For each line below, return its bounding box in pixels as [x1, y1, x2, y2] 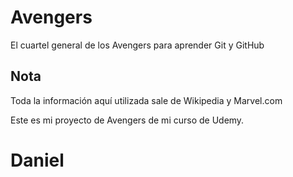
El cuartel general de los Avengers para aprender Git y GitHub [10, 39, 265, 51]
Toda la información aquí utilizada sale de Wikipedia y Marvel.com [10, 94, 283, 106]
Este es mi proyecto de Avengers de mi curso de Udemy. [10, 114, 245, 126]
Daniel [10, 149, 65, 171]
